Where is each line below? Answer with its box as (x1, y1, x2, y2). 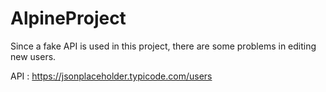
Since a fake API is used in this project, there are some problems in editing (10, 40, 317, 52)
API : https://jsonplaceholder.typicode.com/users (10, 70, 213, 82)
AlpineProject (10, 7, 127, 30)
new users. (10, 50, 57, 62)
